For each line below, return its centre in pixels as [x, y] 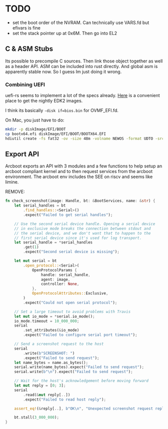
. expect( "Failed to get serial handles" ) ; [68, 215]
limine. [12, 182]
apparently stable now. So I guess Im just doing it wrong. [63, 71]
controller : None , [60, 284]
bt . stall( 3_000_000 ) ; [36, 417]
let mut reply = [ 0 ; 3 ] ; [40, 385]
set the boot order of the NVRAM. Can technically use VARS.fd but [81, 22]
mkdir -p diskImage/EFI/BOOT [35, 129]
